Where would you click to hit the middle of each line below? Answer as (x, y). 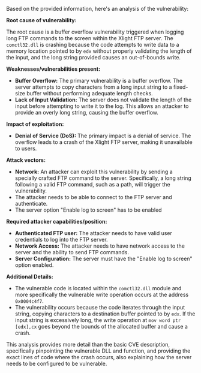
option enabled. (34, 265)
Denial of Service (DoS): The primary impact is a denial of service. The (103, 136)
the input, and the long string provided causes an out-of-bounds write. (94, 57)
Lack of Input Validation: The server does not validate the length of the (103, 100)
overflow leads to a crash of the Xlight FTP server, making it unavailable (104, 142)
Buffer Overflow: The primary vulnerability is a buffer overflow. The (99, 81)
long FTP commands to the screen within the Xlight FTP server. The (90, 38)
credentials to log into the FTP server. (61, 240)
